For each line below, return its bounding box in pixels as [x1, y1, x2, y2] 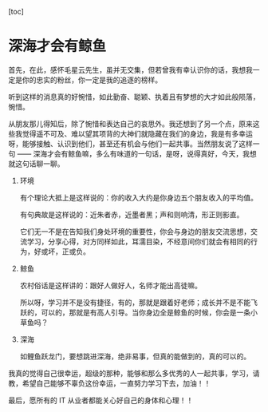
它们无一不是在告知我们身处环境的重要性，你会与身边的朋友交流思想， [19, 227, 251, 236]
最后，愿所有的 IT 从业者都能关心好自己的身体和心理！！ [8, 395, 194, 405]
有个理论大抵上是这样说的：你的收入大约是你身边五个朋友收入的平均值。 [19, 192, 258, 202]
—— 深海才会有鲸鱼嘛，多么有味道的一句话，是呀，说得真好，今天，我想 [17, 149, 257, 158]
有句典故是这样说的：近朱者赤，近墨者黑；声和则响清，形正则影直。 [19, 209, 244, 219]
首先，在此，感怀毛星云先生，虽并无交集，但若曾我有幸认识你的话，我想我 [8, 65, 253, 74]
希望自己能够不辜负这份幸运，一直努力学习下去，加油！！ [22, 378, 211, 388]
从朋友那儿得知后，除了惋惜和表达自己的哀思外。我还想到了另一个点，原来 [8, 119, 253, 129]
